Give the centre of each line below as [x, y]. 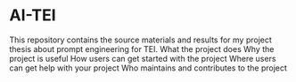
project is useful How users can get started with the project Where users [143, 58]
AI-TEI [33, 15]
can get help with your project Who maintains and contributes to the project [148, 68]
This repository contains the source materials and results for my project [140, 40]
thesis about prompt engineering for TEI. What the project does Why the [142, 48]
